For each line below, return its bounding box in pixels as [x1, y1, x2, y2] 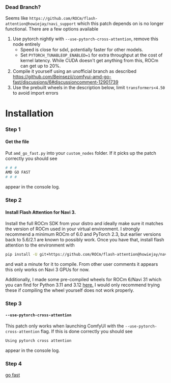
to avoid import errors [12, 90, 59, 96]
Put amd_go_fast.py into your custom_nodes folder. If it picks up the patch [5, 150, 157, 156]
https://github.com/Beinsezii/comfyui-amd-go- [12, 74, 111, 80]
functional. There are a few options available [5, 26, 99, 32]
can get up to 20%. [20, 63, 61, 69]
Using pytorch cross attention [5, 338, 72, 343]
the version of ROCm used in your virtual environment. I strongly [5, 226, 140, 232]
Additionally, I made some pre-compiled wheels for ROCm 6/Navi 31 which [5, 277, 162, 283]
